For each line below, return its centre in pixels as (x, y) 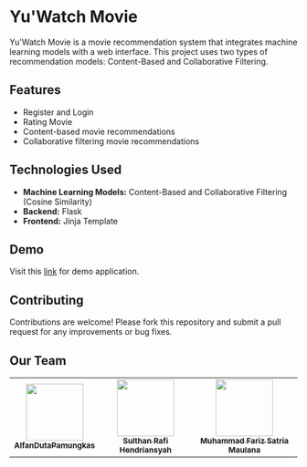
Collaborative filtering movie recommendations (111, 141)
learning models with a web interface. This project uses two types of (138, 51)
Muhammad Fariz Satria (244, 441)
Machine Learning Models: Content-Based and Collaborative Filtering (155, 192)
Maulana (244, 450)
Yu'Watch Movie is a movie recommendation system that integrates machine (153, 42)
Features (35, 90)
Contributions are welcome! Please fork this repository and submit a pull (145, 322)
